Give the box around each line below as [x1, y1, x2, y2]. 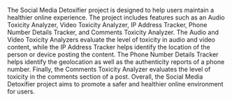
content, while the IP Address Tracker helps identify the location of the [7, 43, 211, 51]
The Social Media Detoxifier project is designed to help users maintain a [7, 6, 215, 14]
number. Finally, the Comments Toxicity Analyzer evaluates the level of [7, 65, 211, 73]
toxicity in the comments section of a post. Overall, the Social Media [7, 72, 203, 81]
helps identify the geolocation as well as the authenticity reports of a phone [7, 58, 225, 65]
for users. [7, 87, 35, 95]
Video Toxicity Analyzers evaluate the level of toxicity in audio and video [7, 36, 215, 44]
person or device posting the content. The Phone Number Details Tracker [7, 50, 219, 59]
